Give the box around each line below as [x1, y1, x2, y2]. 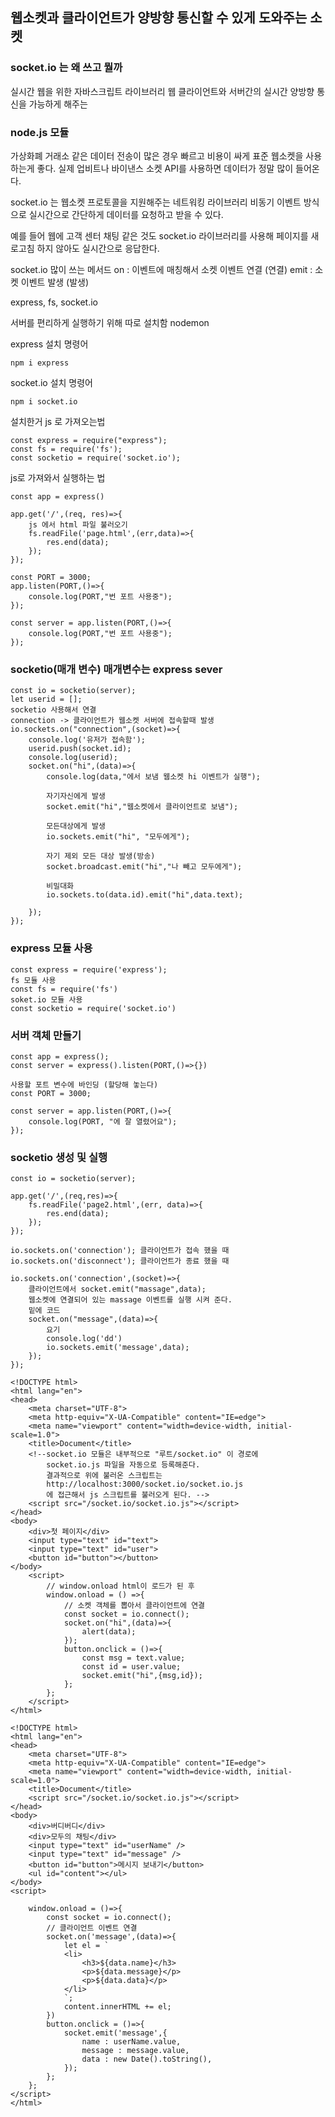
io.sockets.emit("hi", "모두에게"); [46, 832, 191, 842]
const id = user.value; [81, 1662, 182, 1672]
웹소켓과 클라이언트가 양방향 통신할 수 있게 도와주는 [10, 9, 308, 27]
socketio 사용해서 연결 [10, 705, 97, 715]
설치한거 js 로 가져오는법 [10, 415, 106, 427]
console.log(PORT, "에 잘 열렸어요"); [28, 1116, 178, 1127]
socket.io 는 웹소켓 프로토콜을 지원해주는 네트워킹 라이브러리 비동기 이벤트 [10, 196, 302, 208]
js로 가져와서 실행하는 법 [10, 471, 106, 483]
